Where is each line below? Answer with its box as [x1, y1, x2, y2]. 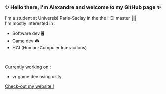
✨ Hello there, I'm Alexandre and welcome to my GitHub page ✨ [5, 4, 161, 11]
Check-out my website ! [5, 83, 54, 89]
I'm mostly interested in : [5, 20, 55, 26]
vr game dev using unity [12, 74, 62, 80]
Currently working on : [5, 64, 51, 70]
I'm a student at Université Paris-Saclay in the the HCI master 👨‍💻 [5, 15, 137, 21]
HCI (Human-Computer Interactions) [12, 45, 87, 51]
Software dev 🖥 [12, 30, 44, 36]
